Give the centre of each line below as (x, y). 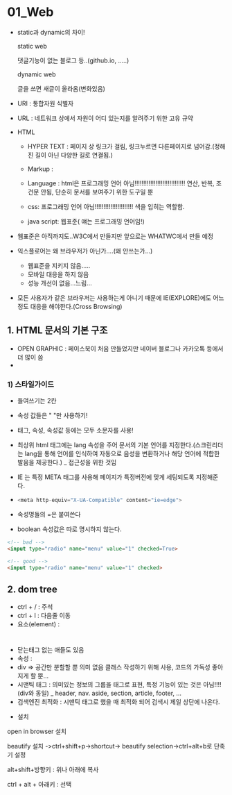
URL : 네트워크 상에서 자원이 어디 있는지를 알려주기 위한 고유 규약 (105, 118)
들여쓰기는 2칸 (37, 401)
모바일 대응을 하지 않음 (58, 274)
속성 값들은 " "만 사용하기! (52, 416)
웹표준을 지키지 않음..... (59, 265)
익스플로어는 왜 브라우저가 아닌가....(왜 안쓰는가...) (85, 251)
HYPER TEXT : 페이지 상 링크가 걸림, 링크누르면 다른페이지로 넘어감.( (121, 146)
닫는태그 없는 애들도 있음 (51, 650)
